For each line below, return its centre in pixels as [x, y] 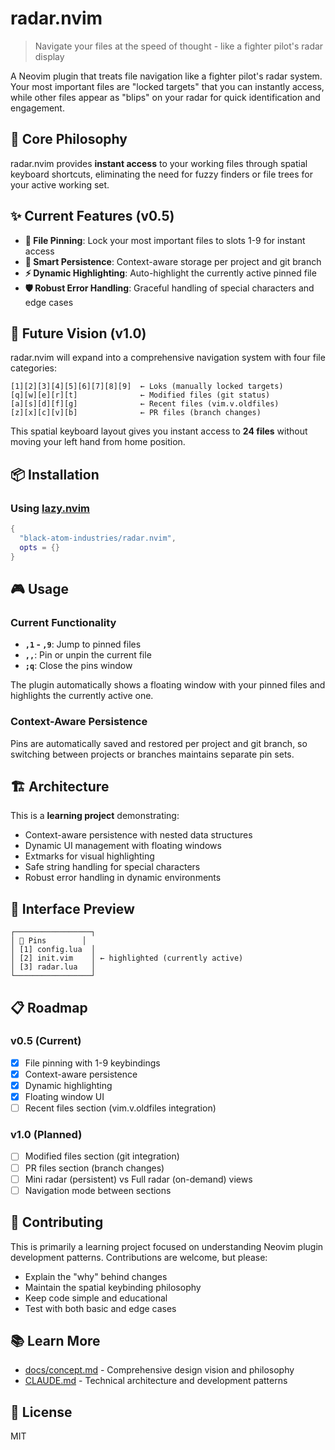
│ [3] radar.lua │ [53, 967]
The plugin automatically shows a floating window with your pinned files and [168, 685]
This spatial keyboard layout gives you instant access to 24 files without [159, 431]
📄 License [41, 1412]
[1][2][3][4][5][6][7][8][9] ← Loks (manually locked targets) [147, 387]
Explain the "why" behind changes [96, 1276]
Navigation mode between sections [98, 1190]
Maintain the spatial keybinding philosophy [113, 1287]
